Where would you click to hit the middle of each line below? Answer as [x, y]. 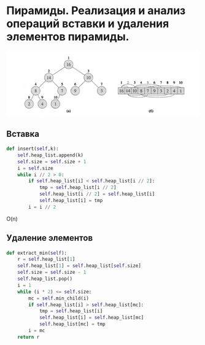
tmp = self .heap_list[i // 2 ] [78, 188]
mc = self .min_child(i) [59, 298]
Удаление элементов [50, 238]
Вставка [23, 134]
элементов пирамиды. [68, 37]
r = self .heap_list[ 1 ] [46, 259]
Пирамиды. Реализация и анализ [96, 11]
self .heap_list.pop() [45, 279]
